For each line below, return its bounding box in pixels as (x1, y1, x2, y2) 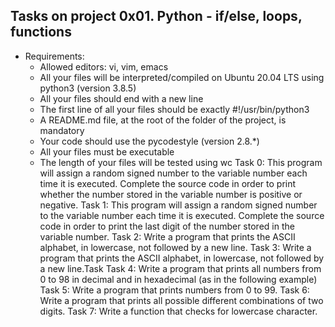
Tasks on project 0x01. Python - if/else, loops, (10, 8, 303, 25)
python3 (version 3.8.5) (39, 82, 137, 94)
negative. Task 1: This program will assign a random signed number (39, 199, 318, 211)
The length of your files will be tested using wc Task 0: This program (39, 156, 323, 168)
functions (10, 24, 72, 41)
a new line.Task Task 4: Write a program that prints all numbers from (39, 262, 322, 274)
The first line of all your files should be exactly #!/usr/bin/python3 (39, 103, 310, 115)
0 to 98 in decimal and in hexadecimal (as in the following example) (39, 273, 318, 285)
